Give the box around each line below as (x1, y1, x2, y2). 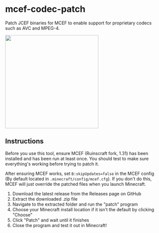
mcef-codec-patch (5, 3, 85, 15)
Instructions (5, 137, 44, 146)
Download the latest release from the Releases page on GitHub (12, 190, 142, 197)
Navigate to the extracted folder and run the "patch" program (12, 201, 138, 207)
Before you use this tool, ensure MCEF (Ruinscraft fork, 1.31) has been (5, 150, 148, 156)
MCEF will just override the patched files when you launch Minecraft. (5, 181, 147, 187)
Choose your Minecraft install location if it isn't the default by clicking (12, 206, 155, 212)
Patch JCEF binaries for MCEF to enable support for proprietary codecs (5, 20, 152, 26)
